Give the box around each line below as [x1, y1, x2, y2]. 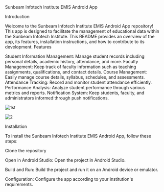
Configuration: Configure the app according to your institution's [5, 176, 133, 182]
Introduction [5, 14, 30, 19]
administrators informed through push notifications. [5, 95, 109, 101]
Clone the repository [5, 148, 47, 153]
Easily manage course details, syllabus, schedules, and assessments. [5, 74, 145, 80]
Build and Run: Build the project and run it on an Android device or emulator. [5, 167, 159, 172]
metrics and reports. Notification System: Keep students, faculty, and [5, 90, 144, 96]
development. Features [5, 44, 52, 49]
